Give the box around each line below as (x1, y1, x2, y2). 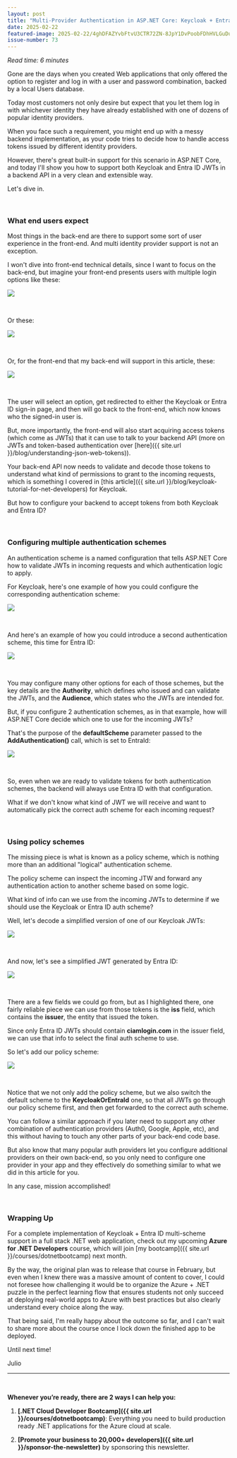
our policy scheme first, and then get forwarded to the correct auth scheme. (7, 1103, 229, 1112)
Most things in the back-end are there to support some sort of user (7, 232, 202, 240)
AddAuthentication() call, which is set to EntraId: (7, 736, 151, 744)
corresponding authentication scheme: (7, 589, 120, 598)
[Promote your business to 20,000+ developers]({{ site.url (17, 1435, 194, 1444)
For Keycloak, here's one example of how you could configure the (7, 582, 199, 591)
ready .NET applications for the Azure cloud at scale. (17, 1422, 171, 1430)
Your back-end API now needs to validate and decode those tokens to (7, 462, 211, 471)
